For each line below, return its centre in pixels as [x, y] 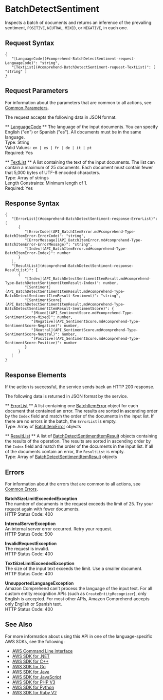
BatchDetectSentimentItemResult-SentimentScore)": [57, 309]
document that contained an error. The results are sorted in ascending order [81, 411]
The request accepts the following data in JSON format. [61, 117]
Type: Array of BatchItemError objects [43, 427]
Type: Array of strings [27, 177]
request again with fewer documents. [42, 509]
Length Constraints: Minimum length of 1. [46, 183]
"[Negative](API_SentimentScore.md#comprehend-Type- [85, 322]
